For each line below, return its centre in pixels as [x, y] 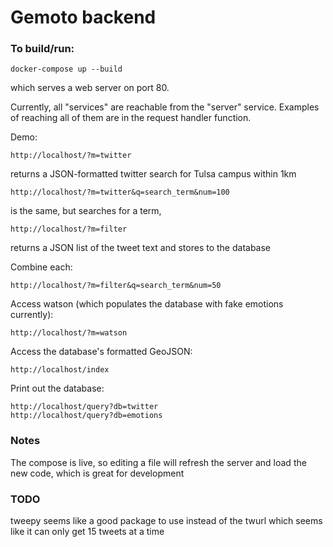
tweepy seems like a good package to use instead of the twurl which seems [166, 521]
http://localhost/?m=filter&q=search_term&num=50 [116, 286]
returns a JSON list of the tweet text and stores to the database [141, 248]
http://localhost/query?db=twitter [84, 407]
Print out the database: [57, 388]
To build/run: [42, 49]
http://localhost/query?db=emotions [86, 416]
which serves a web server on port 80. [90, 88]
